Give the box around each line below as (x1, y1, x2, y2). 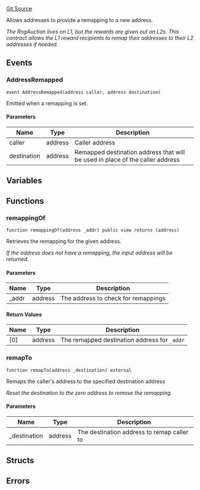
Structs (6, 456, 35, 466)
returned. (6, 255, 29, 262)
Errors (6, 476, 30, 486)
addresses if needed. (6, 41, 58, 48)
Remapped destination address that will (74, 148, 185, 156)
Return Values (6, 310, 42, 318)
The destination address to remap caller (77, 428, 189, 436)
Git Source (6, 5, 33, 12)
